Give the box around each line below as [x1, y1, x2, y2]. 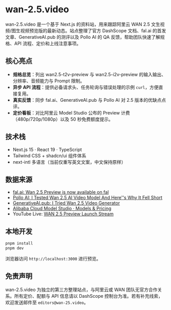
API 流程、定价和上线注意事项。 [14, 40, 81, 47]
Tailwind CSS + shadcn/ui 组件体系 [12, 152, 87, 159]
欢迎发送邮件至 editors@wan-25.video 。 [5, 299, 89, 305]
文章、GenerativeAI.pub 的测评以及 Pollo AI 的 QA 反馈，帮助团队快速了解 [5, 34, 160, 40]
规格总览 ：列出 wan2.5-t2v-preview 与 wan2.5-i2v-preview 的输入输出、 [12, 71, 166, 77]
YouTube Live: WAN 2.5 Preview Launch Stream [12, 211, 114, 217]
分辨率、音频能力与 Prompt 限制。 [12, 78, 85, 84]
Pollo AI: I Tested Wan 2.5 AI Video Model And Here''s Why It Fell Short [12, 194, 163, 201]
